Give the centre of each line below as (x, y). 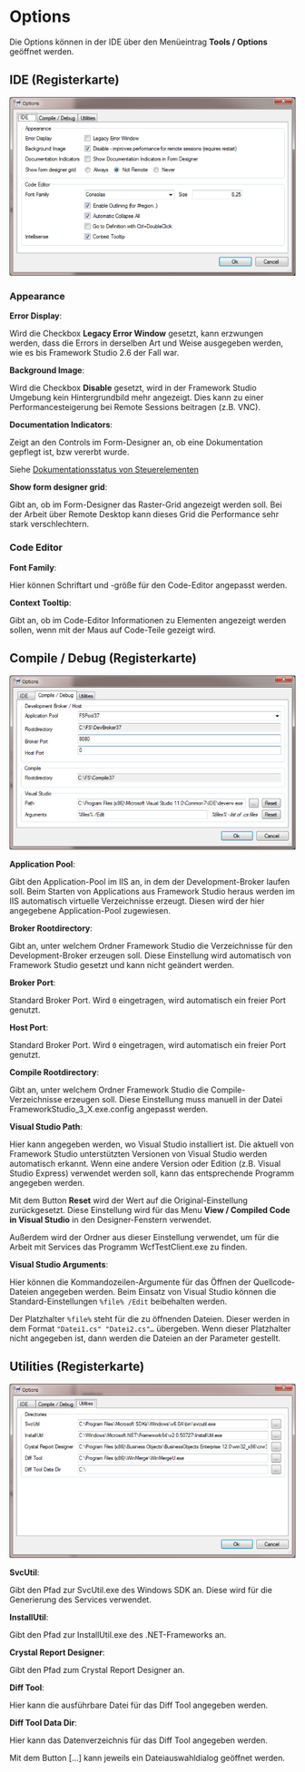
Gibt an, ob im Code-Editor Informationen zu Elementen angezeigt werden (148, 620)
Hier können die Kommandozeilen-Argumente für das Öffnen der (130, 1282)
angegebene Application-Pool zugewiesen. (90, 910)
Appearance (37, 297)
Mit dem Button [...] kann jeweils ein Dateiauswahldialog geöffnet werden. (148, 1757)
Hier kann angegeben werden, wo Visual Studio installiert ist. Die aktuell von (152, 1144)
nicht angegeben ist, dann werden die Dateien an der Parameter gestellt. (145, 1338)
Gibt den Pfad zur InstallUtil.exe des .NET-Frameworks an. (118, 1634)
